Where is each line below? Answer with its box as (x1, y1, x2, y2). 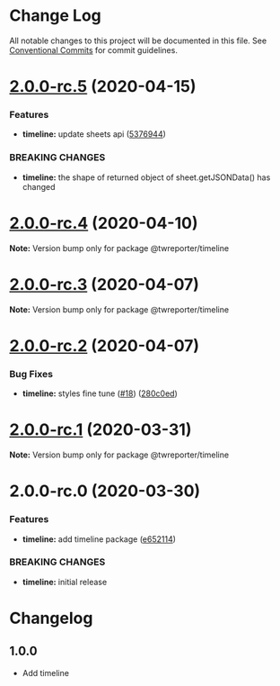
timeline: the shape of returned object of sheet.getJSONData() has (22, 172, 271, 183)
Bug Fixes (9, 367, 54, 380)
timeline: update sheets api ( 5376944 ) (22, 129, 166, 140)
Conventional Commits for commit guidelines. (9, 44, 178, 55)
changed (22, 181, 56, 192)
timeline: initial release (22, 576, 108, 587)
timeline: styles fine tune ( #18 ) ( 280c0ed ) (22, 388, 178, 399)
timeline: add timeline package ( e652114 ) (22, 533, 177, 545)
